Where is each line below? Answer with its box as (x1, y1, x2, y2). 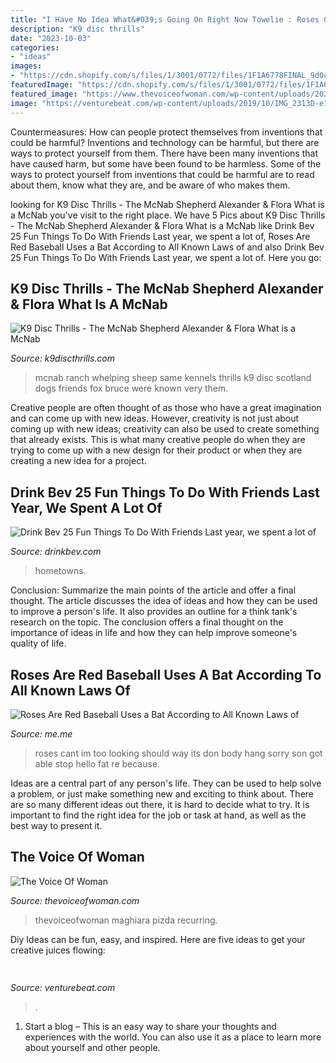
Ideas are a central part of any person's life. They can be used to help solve (10, 777, 322, 789)
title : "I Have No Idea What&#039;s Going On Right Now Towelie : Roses (10, 14, 320, 25)
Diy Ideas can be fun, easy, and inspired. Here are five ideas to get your (10, 933, 306, 945)
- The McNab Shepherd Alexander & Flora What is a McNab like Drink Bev (10, 219, 315, 231)
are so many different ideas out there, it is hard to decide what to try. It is (10, 798, 310, 810)
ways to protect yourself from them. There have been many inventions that (10, 147, 318, 159)
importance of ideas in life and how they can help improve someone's (10, 627, 298, 639)
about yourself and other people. (24, 1042, 161, 1054)
